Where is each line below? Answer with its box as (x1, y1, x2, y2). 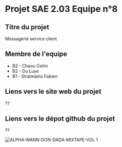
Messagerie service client (5, 36, 57, 42)
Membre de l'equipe (5, 50, 67, 58)
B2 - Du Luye (12, 68, 39, 74)
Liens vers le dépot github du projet (5, 115, 115, 123)
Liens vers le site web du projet (5, 87, 102, 96)
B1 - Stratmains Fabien (12, 73, 58, 79)
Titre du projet (5, 23, 50, 31)
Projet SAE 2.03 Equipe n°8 (5, 3, 118, 15)
